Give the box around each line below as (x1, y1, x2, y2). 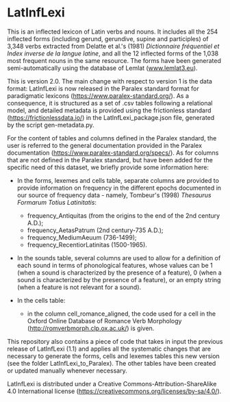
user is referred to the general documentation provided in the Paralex (7, 141, 203, 149)
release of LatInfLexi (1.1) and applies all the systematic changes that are (7, 344, 211, 353)
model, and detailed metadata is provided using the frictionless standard (7, 106, 212, 114)
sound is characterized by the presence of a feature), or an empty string (16, 275, 221, 284)
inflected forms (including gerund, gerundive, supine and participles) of (7, 34, 209, 42)
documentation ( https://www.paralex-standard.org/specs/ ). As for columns (7, 149, 219, 157)
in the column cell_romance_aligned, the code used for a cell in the (27, 310, 216, 318)
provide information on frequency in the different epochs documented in (16, 184, 221, 192)
